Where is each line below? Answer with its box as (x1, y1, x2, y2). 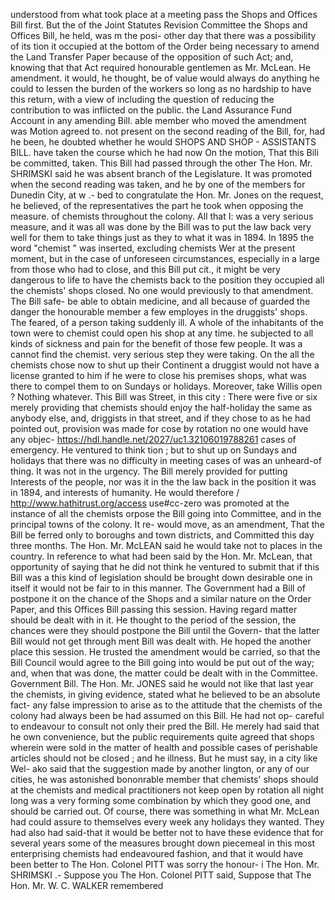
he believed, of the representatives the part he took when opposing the (10, 200, 304, 211)
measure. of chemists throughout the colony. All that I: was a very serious (10, 210, 314, 222)
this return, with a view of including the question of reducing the (10, 94, 275, 105)
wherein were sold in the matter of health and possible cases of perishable (10, 742, 318, 753)
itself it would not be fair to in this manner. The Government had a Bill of (10, 582, 307, 594)
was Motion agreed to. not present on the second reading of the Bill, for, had (10, 125, 325, 137)
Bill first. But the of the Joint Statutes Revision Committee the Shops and (10, 19, 308, 31)
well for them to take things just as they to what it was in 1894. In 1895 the (10, 232, 315, 243)
